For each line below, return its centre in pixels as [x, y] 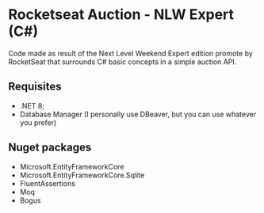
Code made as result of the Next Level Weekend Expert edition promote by [131, 53]
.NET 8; [32, 105]
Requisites [35, 87]
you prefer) [38, 122]
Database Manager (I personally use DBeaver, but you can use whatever [138, 114]
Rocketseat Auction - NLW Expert [121, 15]
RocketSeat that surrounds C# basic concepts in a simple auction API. [122, 62]
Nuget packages [50, 148]
